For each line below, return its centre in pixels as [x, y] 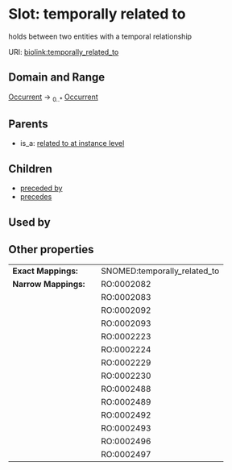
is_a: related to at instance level [72, 143]
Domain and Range [57, 77]
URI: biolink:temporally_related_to [64, 52]
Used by [29, 222]
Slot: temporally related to [97, 14]
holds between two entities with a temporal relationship [100, 36]
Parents [28, 124]
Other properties [51, 250]
